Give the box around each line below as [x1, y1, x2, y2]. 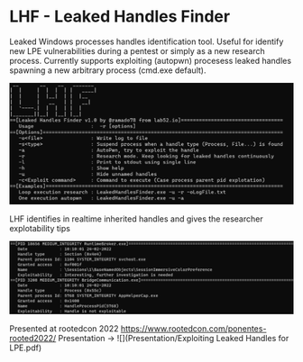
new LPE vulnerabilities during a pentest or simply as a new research [9, 45, 265, 56]
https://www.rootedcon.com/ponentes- [120, 322, 267, 334]
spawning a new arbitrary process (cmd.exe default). [9, 65, 207, 76]
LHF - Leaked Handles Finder [9, 6, 231, 27]
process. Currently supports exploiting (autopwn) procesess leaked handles [9, 55, 291, 66]
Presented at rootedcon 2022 [9, 322, 119, 334]
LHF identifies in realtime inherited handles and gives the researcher [9, 213, 263, 224]
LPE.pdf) [9, 342, 42, 353]
